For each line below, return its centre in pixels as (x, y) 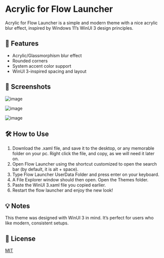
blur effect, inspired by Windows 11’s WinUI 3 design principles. (69, 28)
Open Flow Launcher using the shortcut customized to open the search (84, 164)
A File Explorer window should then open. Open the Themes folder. (80, 180)
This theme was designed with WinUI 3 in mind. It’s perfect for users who (80, 218)
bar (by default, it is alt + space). (45, 170)
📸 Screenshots (28, 87)
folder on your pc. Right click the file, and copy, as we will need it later (83, 154)
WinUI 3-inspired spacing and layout (49, 71)
